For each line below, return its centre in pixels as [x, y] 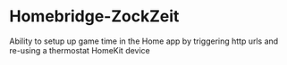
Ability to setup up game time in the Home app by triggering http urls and [144, 41]
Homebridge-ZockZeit [94, 16]
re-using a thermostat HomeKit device [80, 50]
